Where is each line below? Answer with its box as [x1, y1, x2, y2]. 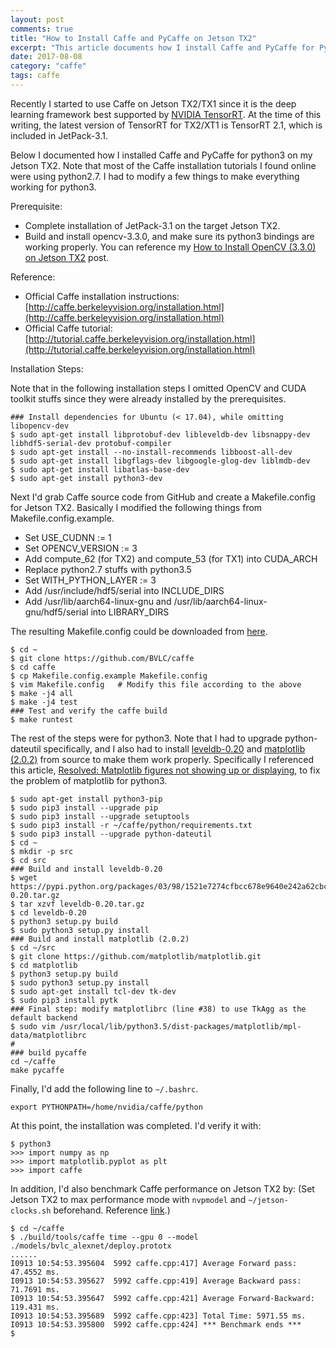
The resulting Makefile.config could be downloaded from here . [10, 625, 268, 637]
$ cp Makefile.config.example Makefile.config [10, 671, 208, 681]
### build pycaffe [10, 1047, 87, 1058]
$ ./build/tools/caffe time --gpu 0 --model [10, 1232, 199, 1242]
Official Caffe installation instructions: [24, 290, 180, 302]
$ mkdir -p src [10, 846, 74, 856]
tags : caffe [10, 71, 60, 81]
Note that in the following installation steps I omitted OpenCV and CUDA [10, 382, 307, 394]
